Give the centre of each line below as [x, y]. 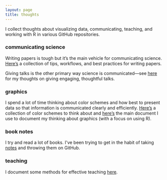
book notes [19, 132]
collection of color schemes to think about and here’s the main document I [82, 113]
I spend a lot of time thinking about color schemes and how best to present [83, 103]
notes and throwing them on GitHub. [43, 148]
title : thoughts [22, 15]
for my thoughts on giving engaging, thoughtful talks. [60, 78]
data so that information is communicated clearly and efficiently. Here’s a [81, 108]
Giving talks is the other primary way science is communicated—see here [81, 73]
